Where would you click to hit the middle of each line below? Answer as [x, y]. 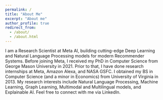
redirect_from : [21, 28]
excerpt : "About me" [26, 19]
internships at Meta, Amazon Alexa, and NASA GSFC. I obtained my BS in [79, 71]
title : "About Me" [24, 14]
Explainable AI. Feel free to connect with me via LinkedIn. [63, 92]
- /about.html [24, 37]
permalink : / [18, 10]
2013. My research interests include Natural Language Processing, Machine [81, 81]
